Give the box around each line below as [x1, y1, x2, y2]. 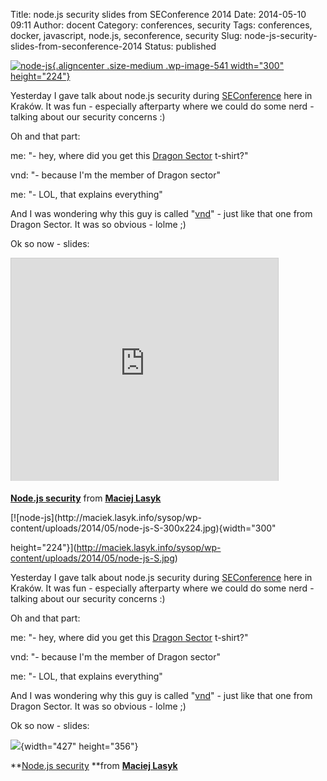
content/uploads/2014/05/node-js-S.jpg [10, 552, 175, 564]
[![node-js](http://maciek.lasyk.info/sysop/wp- [10, 512, 202, 523]
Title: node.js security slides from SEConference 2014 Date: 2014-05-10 [10, 9, 307, 20]
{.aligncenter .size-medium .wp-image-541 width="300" [51, 60, 285, 71]
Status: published [144, 40, 217, 52]
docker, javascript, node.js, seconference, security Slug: [10, 30, 243, 41]
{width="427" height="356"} [20, 740, 139, 752]
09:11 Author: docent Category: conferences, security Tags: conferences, [10, 19, 313, 31]
